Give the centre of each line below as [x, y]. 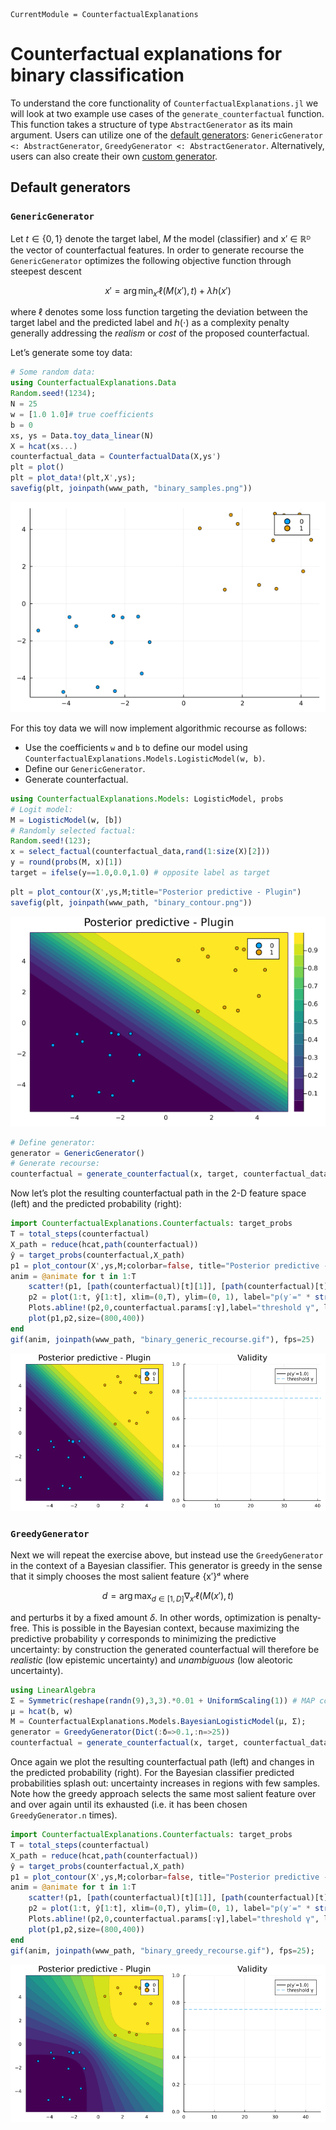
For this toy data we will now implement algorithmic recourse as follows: [159, 728]
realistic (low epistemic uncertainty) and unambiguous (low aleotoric [152, 1660]
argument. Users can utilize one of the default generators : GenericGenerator [166, 135]
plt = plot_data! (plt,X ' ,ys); [73, 478]
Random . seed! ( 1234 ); [53, 394]
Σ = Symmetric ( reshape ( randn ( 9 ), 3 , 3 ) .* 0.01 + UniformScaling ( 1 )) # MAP [163, 1700]
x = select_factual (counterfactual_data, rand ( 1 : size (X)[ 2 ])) [140, 852]
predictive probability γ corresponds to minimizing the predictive [143, 1638]
